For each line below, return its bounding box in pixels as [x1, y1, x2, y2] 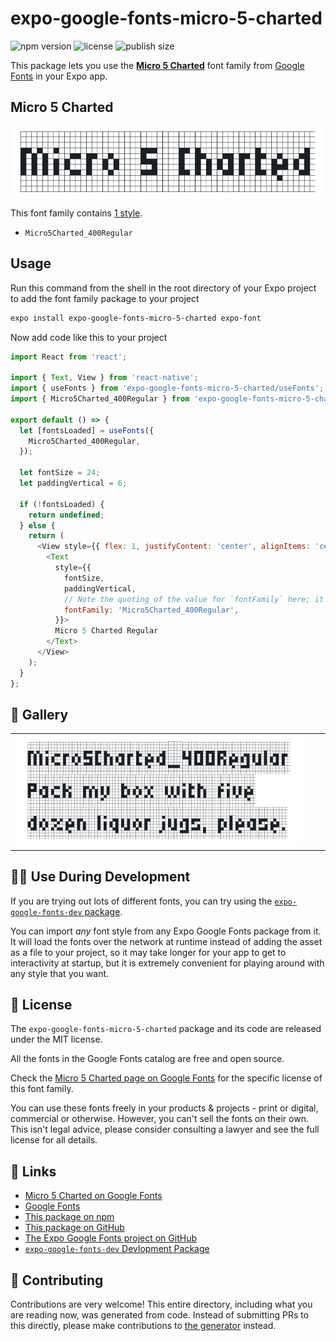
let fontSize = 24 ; [19, 468, 101, 478]
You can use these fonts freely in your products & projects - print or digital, [10, 1102, 319, 1114]
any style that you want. [10, 967, 110, 979]
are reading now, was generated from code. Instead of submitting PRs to [10, 1308, 310, 1321]
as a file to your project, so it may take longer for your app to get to [10, 946, 287, 958]
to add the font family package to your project [10, 292, 200, 304]
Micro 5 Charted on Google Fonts [24, 1190, 163, 1202]
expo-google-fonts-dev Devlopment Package [24, 1243, 210, 1255]
